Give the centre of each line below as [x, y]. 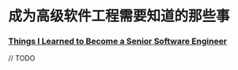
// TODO [22, 58]
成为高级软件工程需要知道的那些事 [119, 16]
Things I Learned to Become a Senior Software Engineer [118, 42]
